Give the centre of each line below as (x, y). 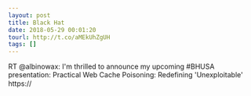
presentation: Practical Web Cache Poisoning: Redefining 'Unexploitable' (125, 75)
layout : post (29, 15)
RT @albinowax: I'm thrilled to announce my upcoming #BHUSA (111, 66)
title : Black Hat (36, 23)
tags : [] (22, 44)
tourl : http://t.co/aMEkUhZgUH (59, 37)
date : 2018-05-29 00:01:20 (52, 30)
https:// (20, 84)
